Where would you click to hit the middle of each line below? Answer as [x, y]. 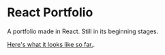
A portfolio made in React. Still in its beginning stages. [83, 31]
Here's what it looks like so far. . [51, 44]
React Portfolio [50, 13]
